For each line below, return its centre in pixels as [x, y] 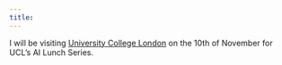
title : [22, 17]
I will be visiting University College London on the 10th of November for [141, 43]
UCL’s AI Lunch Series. [52, 52]
